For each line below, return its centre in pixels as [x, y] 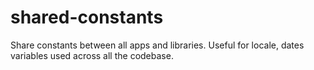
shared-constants [87, 17]
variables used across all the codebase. [92, 55]
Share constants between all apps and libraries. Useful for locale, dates [157, 45]
